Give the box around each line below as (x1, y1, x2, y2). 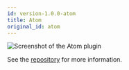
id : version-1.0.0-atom (7, 10, 76, 17)
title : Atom (7, 17, 42, 24)
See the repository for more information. (7, 55, 123, 64)
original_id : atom (7, 23, 60, 30)
